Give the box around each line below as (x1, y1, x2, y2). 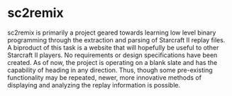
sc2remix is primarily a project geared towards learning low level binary (7, 28, 216, 37)
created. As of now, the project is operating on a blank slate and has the (7, 58, 218, 66)
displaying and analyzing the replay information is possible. (7, 80, 181, 89)
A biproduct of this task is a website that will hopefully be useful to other (7, 43, 219, 52)
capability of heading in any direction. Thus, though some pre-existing (7, 66, 213, 74)
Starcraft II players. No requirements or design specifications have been (7, 51, 218, 59)
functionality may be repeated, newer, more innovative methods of (7, 73, 202, 82)
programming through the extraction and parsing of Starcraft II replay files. (7, 35, 226, 44)
